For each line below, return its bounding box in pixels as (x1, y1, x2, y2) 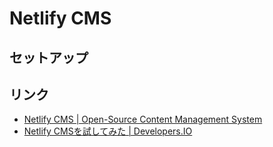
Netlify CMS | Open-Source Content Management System (23, 113, 263, 126)
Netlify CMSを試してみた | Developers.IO (23, 125, 193, 137)
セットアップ (9, 49, 89, 66)
